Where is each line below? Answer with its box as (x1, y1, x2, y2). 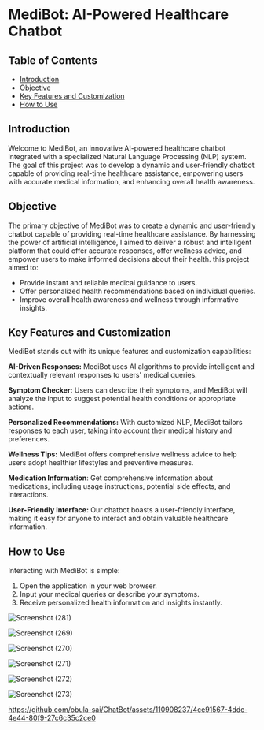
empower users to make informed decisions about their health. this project (8, 254, 250, 263)
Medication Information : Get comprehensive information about (8, 473, 214, 482)
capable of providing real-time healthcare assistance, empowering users (8, 168, 244, 178)
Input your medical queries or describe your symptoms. (19, 590, 200, 599)
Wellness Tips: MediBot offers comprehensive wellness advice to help (8, 449, 237, 459)
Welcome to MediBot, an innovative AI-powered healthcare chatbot (8, 143, 226, 153)
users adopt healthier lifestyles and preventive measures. (8, 458, 194, 467)
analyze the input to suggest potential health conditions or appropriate (8, 394, 236, 404)
